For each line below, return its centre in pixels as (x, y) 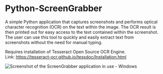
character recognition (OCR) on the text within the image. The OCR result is (81, 27)
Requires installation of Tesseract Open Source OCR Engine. (65, 52)
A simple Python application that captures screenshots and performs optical (81, 22)
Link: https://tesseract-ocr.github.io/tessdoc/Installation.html (66, 57)
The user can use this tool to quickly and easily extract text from (69, 37)
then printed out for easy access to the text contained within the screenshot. (82, 32)
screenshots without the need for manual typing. (54, 42)
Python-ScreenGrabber (54, 8)
